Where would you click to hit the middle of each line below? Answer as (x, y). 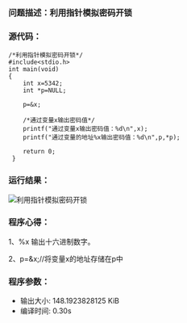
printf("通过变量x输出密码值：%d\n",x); (85, 129)
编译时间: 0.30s (46, 311)
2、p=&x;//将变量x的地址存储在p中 (66, 258)
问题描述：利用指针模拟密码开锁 (71, 12)
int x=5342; (43, 84)
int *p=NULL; (45, 90)
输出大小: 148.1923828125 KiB (69, 301)
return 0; (39, 152)
